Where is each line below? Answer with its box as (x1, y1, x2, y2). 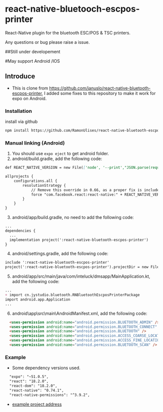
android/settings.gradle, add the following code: (12, 251, 108, 256)
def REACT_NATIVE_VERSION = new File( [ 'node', (5, 165, 101, 170)
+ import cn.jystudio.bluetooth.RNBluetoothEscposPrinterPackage (5, 293, 140, 298)
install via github (5, 119, 38, 125)
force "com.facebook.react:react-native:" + (31, 192, 123, 197)
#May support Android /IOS (5, 58, 60, 64)
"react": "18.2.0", (9, 379, 49, 384)
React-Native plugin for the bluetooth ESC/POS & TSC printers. (5, 30, 131, 36)
